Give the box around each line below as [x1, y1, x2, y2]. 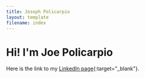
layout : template [6, 14, 49, 20]
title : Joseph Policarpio [6, 8, 70, 15]
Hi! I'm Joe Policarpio [6, 45, 114, 59]
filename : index [6, 20, 46, 26]
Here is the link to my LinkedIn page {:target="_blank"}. [6, 65, 140, 72]
